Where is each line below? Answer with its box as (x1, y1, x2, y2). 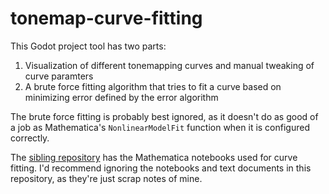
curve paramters (24, 70, 94, 82)
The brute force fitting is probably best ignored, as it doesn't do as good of (10, 110, 319, 122)
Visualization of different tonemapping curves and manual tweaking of (24, 59, 315, 71)
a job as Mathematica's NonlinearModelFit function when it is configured (10, 121, 310, 133)
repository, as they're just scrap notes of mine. (10, 172, 203, 184)
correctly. (10, 132, 50, 144)
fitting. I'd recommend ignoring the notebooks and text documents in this (10, 162, 312, 174)
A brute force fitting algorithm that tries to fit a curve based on (24, 80, 282, 92)
